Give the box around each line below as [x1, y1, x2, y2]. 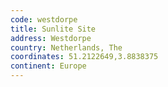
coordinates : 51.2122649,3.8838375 [10, 52, 159, 62]
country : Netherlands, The [10, 42, 123, 53]
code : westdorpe [10, 14, 78, 25]
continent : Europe [10, 61, 87, 71]
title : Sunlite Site [10, 24, 97, 34]
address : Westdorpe [10, 33, 92, 43]
